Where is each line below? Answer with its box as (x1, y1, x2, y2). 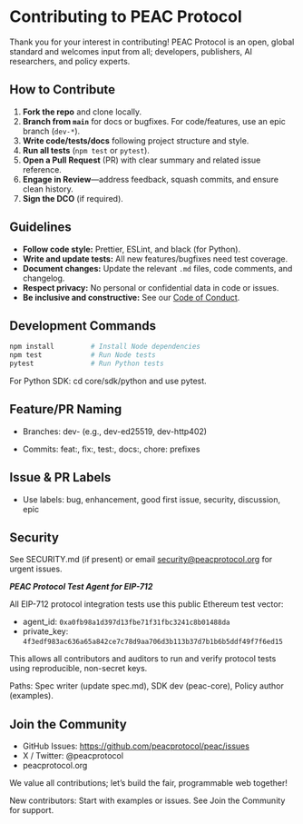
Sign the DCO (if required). (22, 193, 124, 204)
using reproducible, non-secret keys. (9, 663, 148, 674)
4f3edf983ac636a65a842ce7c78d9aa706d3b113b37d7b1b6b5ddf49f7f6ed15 (22, 638, 283, 647)
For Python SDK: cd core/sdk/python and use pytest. (9, 375, 207, 386)
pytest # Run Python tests (9, 359, 165, 369)
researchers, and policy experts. (9, 55, 131, 66)
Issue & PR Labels (9, 470, 112, 485)
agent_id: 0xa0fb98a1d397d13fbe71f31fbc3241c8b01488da (22, 616, 230, 628)
